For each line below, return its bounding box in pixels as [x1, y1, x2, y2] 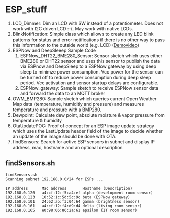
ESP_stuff [5, 4, 47, 15]
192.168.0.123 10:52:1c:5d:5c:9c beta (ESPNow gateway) [5, 194, 130, 200]
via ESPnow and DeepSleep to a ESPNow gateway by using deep [20, 63, 156, 69]
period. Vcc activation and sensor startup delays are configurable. [20, 80, 159, 86]
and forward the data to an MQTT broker [20, 90, 106, 96]
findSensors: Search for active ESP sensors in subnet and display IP [12, 138, 155, 145]
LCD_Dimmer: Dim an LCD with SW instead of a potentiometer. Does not [12, 20, 163, 26]
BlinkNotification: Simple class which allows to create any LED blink [12, 31, 154, 37]
